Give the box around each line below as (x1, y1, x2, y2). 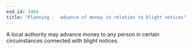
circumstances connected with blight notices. (6, 37, 119, 44)
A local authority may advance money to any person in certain (6, 30, 160, 37)
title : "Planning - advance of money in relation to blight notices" (6, 14, 187, 20)
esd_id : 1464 (6, 8, 39, 15)
